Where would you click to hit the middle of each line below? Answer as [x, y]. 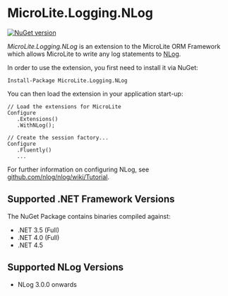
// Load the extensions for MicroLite [64, 107]
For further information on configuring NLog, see [78, 169]
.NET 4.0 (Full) [38, 237]
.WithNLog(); [36, 125]
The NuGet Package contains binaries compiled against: [89, 216]
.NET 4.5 [30, 245]
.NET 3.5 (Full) [38, 230]
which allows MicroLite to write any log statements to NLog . [94, 54]
